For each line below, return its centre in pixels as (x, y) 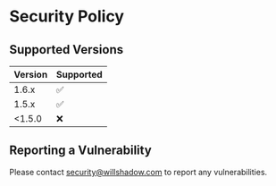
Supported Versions (66, 50)
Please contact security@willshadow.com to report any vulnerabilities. (138, 172)
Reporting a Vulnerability (80, 151)
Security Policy (67, 17)
